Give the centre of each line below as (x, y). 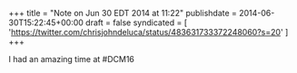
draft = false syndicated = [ (136, 23)
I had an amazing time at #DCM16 (72, 59)
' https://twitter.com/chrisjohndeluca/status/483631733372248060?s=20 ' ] (148, 32)
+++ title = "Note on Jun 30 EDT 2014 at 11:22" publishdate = (123, 13)
